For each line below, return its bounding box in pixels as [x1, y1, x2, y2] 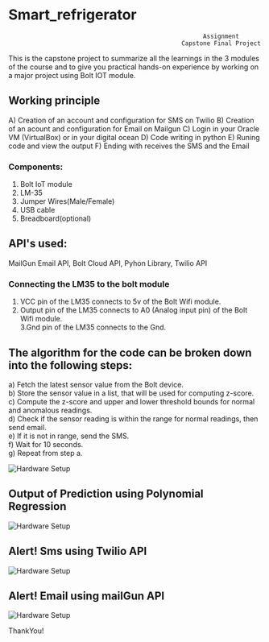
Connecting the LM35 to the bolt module [8, 278, 170, 289]
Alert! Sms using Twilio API [8, 545, 147, 558]
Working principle [8, 94, 101, 108]
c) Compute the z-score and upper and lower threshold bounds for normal [8, 396, 255, 406]
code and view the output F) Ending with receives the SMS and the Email [8, 141, 250, 151]
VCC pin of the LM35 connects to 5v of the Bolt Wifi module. [19, 296, 221, 307]
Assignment [202, 32, 240, 40]
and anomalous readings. [8, 405, 93, 415]
